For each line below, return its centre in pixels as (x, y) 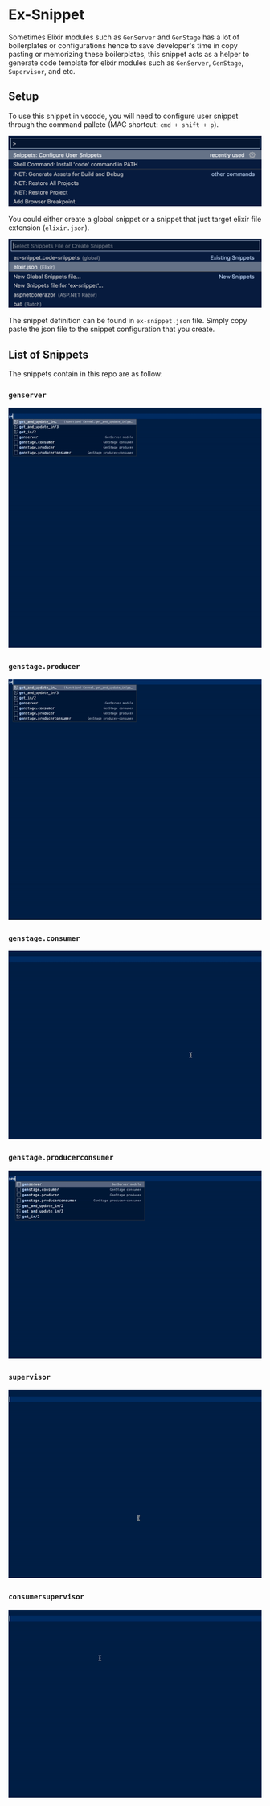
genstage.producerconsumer (61, 1158)
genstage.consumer (44, 938)
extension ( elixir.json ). (49, 228)
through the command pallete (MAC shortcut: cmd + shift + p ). (114, 124)
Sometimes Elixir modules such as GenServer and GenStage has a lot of (124, 37)
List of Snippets (48, 354)
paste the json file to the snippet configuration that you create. (112, 329)
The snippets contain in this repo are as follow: (86, 374)
